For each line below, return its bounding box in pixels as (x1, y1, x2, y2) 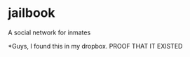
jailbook (8, 5, 55, 21)
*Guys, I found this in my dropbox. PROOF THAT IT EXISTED (8, 42, 183, 50)
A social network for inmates (8, 28, 91, 37)
